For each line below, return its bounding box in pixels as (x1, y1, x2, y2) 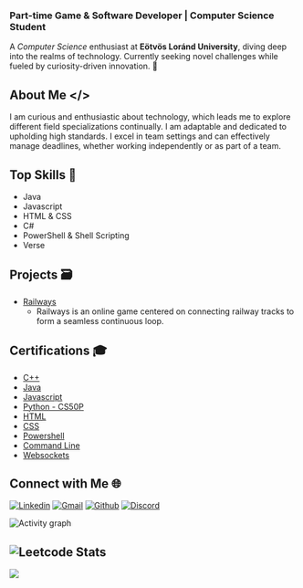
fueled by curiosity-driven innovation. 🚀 (9, 60, 158, 72)
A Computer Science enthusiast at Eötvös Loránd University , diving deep (9, 41, 287, 52)
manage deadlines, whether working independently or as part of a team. (9, 141, 281, 152)
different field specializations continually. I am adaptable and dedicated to (9, 121, 287, 132)
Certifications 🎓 (9, 343, 108, 359)
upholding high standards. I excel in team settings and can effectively (9, 131, 271, 142)
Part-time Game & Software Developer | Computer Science (9, 9, 275, 22)
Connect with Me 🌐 (9, 476, 121, 491)
